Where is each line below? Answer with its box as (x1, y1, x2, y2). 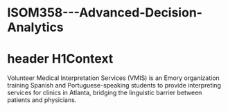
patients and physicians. (7, 96, 77, 104)
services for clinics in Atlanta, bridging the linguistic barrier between (7, 88, 202, 97)
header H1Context (7, 51, 114, 67)
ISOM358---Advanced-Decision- (7, 5, 203, 21)
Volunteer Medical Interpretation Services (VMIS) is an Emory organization (7, 74, 220, 82)
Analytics (7, 19, 64, 35)
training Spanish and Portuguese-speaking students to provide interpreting (7, 81, 222, 90)
